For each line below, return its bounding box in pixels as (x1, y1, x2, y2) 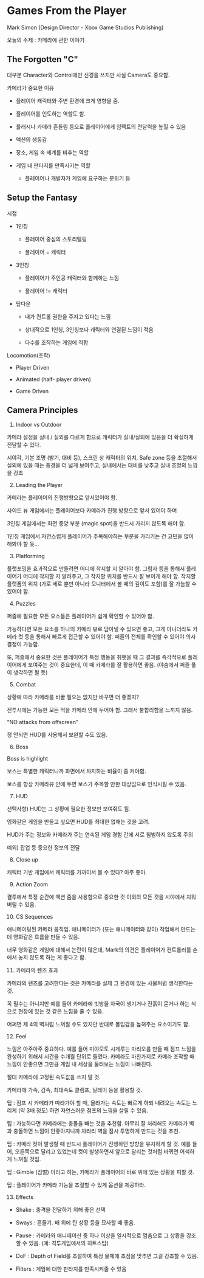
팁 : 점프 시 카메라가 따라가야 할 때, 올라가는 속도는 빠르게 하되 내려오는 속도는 (7, 1099, 191, 1107)
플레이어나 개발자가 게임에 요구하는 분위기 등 (24, 174, 131, 182)
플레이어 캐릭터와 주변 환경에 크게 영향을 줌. (15, 97, 120, 104)
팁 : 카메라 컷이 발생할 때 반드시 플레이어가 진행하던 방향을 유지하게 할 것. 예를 (7, 1141, 191, 1148)
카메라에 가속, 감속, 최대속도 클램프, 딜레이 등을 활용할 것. (7, 1086, 143, 1094)
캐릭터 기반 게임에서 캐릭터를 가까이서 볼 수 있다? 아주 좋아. (7, 869, 148, 876)
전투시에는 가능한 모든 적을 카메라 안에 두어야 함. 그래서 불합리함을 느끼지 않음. (7, 706, 193, 714)
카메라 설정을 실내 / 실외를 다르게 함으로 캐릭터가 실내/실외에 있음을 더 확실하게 (7, 433, 194, 441)
